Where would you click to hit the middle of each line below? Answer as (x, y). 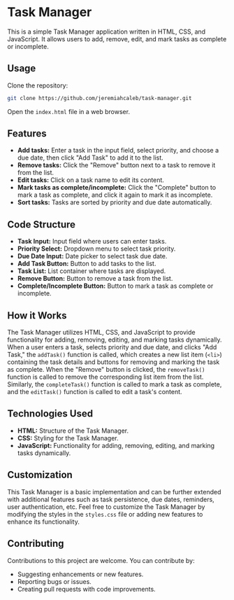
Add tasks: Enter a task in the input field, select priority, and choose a (118, 151)
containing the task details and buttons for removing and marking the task (114, 362)
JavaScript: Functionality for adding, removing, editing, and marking (116, 445)
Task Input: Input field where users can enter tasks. (92, 242)
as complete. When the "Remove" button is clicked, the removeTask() (106, 370)
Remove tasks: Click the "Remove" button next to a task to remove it (116, 165)
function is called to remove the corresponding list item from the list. (105, 377)
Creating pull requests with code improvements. (86, 589)
